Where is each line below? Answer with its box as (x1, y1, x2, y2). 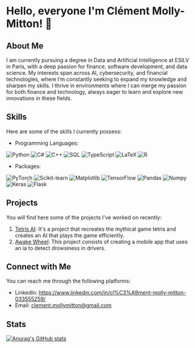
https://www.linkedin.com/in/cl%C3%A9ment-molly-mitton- (38, 289, 187, 297)
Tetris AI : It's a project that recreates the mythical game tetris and (14, 225, 176, 233)
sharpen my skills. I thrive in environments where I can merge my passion (6, 82, 187, 89)
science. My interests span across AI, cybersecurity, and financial (6, 69, 168, 76)
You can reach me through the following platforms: (6, 277, 131, 285)
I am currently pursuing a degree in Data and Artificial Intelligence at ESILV (6, 57, 190, 63)
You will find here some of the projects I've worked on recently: (6, 213, 162, 221)
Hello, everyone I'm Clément (6, 4, 150, 18)
